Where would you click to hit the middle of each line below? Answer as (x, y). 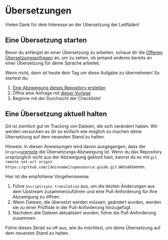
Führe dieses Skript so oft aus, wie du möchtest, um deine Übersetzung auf (83, 227)
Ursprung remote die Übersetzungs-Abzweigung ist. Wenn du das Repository (84, 151)
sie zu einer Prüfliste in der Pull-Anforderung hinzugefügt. (72, 207)
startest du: (17, 78)
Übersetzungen (38, 11)
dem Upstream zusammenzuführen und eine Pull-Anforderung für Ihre (85, 191)
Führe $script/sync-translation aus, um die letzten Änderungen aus (83, 186)
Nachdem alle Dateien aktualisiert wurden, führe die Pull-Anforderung (84, 212)
